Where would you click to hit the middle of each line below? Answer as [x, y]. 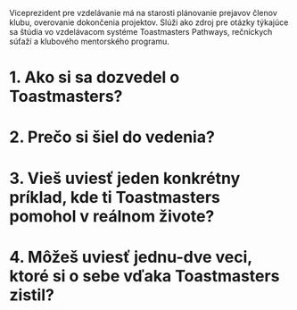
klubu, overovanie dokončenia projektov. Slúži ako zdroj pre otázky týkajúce [149, 22]
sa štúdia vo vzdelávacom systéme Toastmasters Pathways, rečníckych [141, 32]
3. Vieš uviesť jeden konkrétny [125, 178]
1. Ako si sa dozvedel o [95, 77]
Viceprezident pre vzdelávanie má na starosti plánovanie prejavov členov [144, 13]
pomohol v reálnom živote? [112, 216]
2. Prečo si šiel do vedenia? [112, 137]
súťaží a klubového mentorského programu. [89, 41]
